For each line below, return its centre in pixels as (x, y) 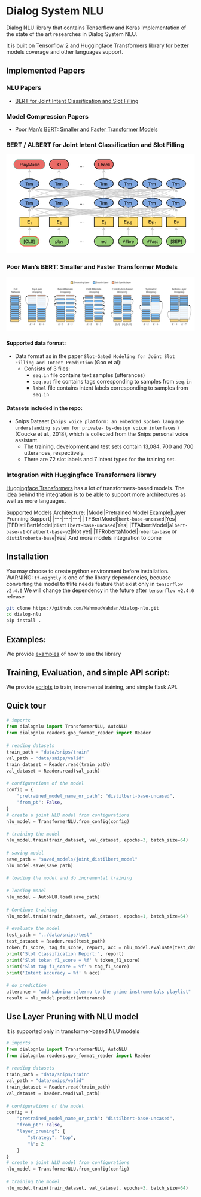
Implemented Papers (46, 71)
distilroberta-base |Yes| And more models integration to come (84, 537)
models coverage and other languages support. (65, 51)
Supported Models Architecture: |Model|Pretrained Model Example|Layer (96, 512)
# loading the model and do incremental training (69, 878)
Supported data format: (36, 343)
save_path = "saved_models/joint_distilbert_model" (72, 859)
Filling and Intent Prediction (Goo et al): (68, 363)
